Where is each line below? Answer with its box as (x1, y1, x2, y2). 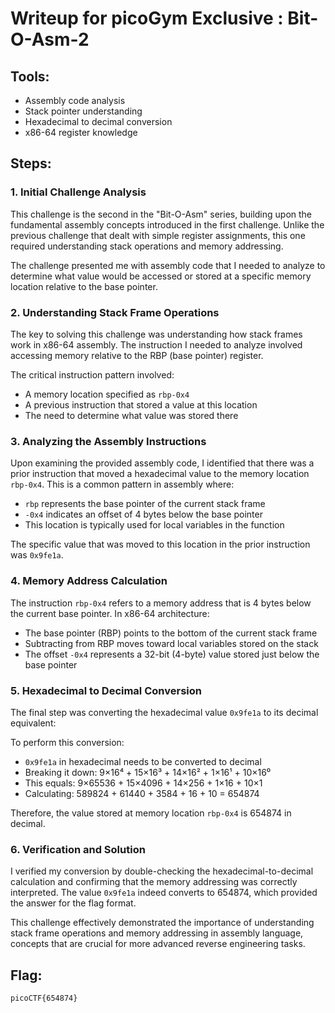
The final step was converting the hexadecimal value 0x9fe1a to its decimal (10, 706, 319, 718)
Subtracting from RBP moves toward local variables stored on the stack (24, 637, 319, 649)
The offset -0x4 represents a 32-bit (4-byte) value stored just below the (24, 648, 320, 660)
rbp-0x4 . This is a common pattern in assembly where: (10, 478, 235, 491)
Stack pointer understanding (24, 105, 143, 117)
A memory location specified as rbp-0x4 (24, 388, 190, 400)
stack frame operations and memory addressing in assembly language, (10, 927, 304, 939)
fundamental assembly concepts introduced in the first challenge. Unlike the (10, 218, 325, 231)
